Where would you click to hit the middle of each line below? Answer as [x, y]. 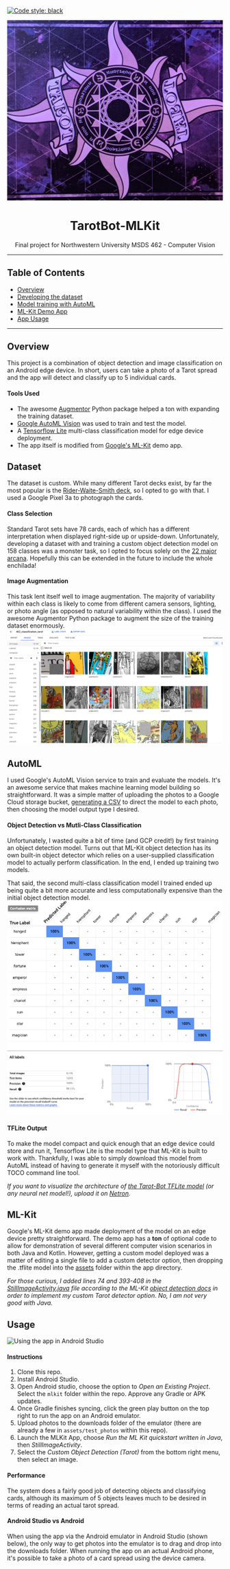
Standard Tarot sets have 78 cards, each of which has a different [98, 529]
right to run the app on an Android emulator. [79, 1416]
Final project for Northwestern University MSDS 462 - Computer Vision [115, 244]
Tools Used [23, 393]
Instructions [25, 1357]
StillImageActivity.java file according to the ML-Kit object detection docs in [113, 1288]
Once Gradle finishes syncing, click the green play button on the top [113, 1408]
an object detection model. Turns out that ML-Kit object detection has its [109, 847]
